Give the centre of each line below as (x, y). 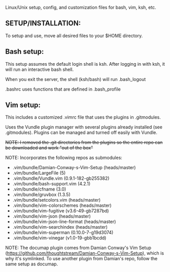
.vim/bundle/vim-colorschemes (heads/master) (62, 205)
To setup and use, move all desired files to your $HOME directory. (74, 36)
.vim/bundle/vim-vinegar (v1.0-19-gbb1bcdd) (59, 238)
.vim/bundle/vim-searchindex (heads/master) (60, 227)
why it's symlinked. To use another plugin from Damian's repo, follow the (81, 259)
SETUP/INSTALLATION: (43, 23)
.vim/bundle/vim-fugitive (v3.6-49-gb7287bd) (61, 211)
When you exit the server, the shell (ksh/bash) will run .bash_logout (76, 79)
